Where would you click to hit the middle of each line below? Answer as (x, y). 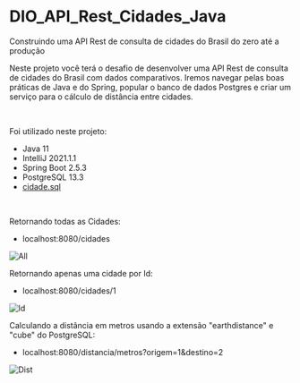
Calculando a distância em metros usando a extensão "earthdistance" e (141, 325)
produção (27, 50)
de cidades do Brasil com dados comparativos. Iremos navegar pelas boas (147, 77)
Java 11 (35, 149)
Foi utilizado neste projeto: (58, 131)
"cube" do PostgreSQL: (52, 335)
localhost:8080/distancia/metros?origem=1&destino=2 (123, 352)
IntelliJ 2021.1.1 (49, 157)
